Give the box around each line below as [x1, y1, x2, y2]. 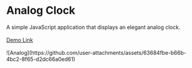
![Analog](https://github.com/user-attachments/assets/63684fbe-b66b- [6, 49, 187, 56]
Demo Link [6, 36, 33, 43]
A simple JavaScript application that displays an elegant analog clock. [6, 23, 180, 31]
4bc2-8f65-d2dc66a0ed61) [6, 55, 76, 63]
